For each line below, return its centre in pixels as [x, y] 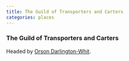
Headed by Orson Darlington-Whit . [48, 51]
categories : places [30, 17]
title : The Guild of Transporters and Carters [65, 12]
